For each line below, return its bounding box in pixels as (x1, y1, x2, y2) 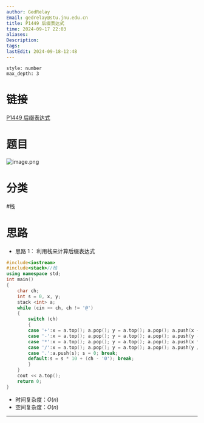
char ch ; (17, 287, 39, 294)
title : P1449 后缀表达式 (6, 20, 65, 26)
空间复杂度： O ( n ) (15, 403, 59, 411)
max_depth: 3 (6, 71, 39, 77)
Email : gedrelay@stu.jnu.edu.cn (6, 15, 88, 21)
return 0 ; (17, 378, 42, 384)
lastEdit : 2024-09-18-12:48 (6, 49, 78, 55)
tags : (6, 43, 20, 49)
